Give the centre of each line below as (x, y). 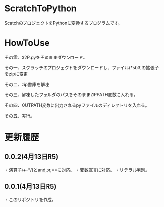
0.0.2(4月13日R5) (32, 157)
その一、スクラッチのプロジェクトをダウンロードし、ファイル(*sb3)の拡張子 (82, 67)
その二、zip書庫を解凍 (27, 84)
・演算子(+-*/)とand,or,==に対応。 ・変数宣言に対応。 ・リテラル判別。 (77, 170)
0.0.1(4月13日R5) (31, 187)
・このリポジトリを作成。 (30, 199)
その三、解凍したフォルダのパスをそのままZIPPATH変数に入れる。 (71, 94)
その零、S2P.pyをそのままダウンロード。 (46, 57)
